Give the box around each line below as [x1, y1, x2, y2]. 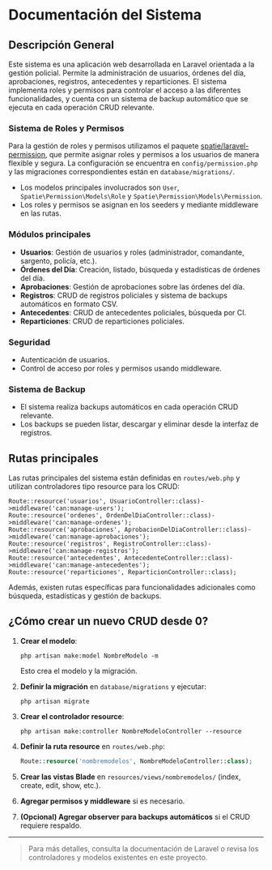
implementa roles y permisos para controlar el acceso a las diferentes [8, 85, 241, 95]
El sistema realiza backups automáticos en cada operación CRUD [19, 402, 239, 412]
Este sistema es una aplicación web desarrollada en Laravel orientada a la [8, 59, 255, 69]
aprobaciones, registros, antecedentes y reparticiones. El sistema [8, 77, 227, 86]
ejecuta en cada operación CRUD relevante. [8, 103, 155, 112]
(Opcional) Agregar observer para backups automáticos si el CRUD [19, 812, 251, 821]
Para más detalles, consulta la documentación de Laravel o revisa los [28, 843, 259, 853]
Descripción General [8, 38, 115, 52]
